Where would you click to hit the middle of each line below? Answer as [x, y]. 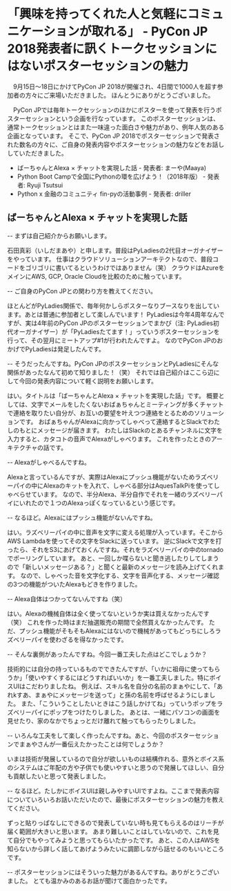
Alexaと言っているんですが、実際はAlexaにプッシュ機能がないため [101, 477]
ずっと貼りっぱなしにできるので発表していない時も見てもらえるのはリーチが [115, 823]
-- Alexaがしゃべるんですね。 [49, 462]
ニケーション [43, 31]
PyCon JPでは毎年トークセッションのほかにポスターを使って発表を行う [114, 110]
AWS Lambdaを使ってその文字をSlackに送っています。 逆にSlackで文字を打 [114, 541]
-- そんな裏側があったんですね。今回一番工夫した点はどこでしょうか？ [107, 654]
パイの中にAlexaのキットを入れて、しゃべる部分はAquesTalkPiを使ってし [116, 486]
